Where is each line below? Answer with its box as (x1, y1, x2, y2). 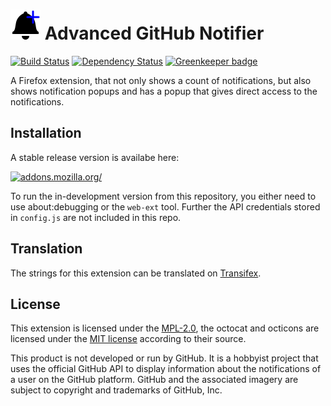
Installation (10, 125, 82, 142)
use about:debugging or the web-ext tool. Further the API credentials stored (10, 200, 321, 213)
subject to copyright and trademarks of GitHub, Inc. (10, 384, 223, 396)
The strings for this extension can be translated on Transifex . (10, 267, 262, 279)
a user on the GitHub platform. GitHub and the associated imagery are (10, 374, 299, 386)
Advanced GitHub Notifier (44, 22, 265, 45)
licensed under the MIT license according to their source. (10, 333, 247, 345)
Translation (10, 240, 83, 258)
